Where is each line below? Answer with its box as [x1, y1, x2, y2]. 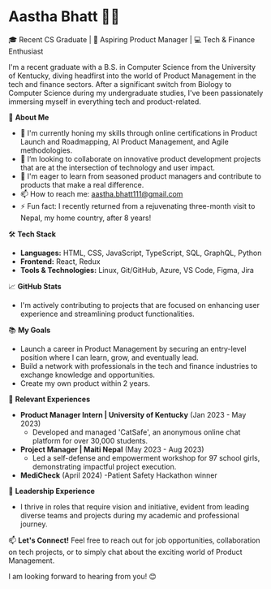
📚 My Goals [8, 325, 51, 335]
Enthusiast [8, 46, 44, 56]
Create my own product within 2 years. [19, 378, 151, 388]
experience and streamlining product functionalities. [19, 309, 195, 318]
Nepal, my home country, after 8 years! [19, 213, 152, 223]
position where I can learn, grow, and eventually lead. [19, 353, 199, 362]
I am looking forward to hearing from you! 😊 [8, 571, 157, 581]
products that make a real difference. [19, 180, 144, 189]
